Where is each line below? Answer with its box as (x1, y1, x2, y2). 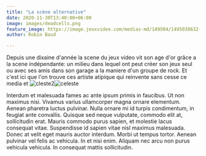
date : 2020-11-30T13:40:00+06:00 (6, 15, 92, 21)
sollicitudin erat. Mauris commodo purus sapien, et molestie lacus (6, 117, 172, 125)
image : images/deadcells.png (6, 20, 81, 26)
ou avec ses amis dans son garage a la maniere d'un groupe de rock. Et (6, 67, 188, 74)
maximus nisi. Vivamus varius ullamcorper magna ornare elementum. (6, 98, 181, 106)
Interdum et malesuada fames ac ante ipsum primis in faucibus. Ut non (6, 92, 185, 99)
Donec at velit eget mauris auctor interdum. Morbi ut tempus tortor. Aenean (6, 131, 197, 138)
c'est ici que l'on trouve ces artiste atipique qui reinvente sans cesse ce (6, 73, 187, 81)
